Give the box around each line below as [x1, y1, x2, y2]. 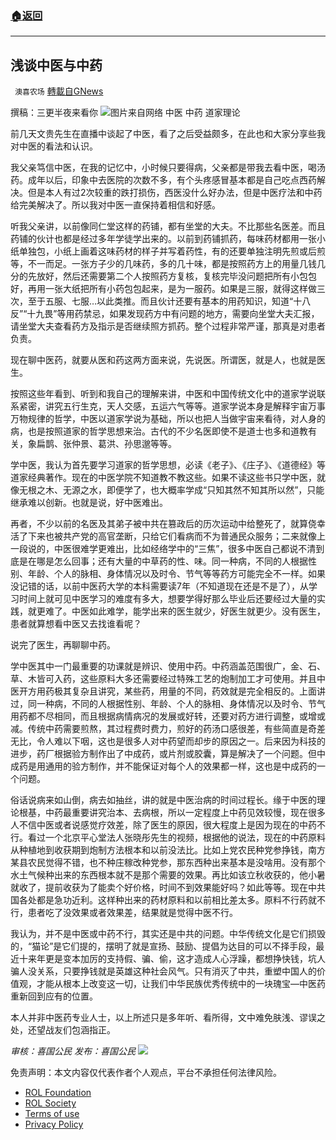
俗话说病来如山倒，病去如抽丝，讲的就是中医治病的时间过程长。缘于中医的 [10, 794, 317, 806]
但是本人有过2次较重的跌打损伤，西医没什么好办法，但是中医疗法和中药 [27, 187, 323, 199]
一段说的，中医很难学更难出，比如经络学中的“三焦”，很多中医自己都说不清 [10, 543, 317, 555]
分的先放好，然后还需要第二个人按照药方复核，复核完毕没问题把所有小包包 [10, 270, 317, 282]
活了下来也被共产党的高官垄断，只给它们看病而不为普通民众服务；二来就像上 [10, 530, 326, 542]
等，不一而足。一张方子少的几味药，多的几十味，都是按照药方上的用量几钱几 [10, 258, 326, 270]
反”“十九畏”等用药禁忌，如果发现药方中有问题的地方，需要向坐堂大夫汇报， [10, 308, 320, 320]
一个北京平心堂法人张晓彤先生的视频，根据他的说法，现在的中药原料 [44, 832, 326, 844]
